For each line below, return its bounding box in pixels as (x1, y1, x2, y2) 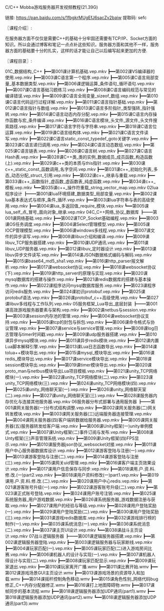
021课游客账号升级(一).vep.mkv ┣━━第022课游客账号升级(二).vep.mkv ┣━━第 (5, 484, 158, 490)
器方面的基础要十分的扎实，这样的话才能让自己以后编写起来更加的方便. (5, 48, 148, 53)
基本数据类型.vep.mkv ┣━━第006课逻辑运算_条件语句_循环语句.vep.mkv (11, 81, 155, 87)
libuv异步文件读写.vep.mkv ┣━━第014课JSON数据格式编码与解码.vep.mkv (5, 252, 152, 258)
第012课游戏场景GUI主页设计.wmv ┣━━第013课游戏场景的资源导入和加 (5, 570, 145, 576)
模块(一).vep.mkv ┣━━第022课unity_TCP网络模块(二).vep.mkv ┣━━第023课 (5, 374, 153, 380)
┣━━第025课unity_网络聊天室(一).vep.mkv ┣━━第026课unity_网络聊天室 (5, 386, 146, 392)
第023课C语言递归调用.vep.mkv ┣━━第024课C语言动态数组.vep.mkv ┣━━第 (5, 142, 155, 148)
